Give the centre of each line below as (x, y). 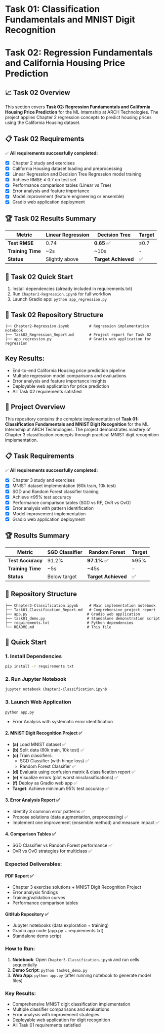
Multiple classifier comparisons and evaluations (61, 1009)
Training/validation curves (39, 898)
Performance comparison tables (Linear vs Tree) (62, 185)
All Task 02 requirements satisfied (47, 391)
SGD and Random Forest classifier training (55, 491)
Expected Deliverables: (34, 864)
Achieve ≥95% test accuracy (42, 497)
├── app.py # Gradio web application (73, 614)
